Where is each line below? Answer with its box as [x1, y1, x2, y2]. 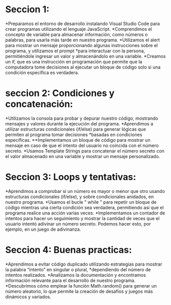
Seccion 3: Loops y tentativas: [5, 171, 136, 183]
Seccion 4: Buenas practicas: [5, 244, 132, 255]
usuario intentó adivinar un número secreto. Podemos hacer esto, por [5, 221, 151, 227]
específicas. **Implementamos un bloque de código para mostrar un [5, 137, 151, 143]
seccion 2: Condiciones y [5, 88, 115, 99]
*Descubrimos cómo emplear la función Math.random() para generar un [5, 282, 157, 289]
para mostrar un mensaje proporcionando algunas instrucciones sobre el [5, 42, 158, 48]
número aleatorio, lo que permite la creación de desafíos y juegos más [5, 288, 153, 294]
